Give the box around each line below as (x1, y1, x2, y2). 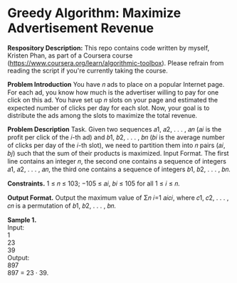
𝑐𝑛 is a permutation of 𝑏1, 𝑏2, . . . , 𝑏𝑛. (7, 201, 116, 210)
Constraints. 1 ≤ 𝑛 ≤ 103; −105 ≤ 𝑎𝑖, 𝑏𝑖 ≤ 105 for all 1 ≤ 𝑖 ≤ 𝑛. (7, 179, 180, 188)
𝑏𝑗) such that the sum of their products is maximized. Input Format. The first (7, 149, 229, 157)
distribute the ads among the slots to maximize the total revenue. (7, 111, 198, 119)
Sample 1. (7, 215, 37, 224)
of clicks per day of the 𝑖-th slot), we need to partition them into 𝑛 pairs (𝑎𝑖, (7, 141, 226, 149)
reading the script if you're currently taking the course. (7, 66, 169, 75)
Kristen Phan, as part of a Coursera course (7, 51, 133, 60)
